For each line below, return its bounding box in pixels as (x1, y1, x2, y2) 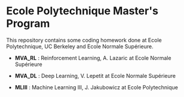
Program (6, 17, 50, 30)
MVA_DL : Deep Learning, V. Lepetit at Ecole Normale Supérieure (14, 72, 176, 79)
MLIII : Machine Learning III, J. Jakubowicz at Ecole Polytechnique (14, 83, 178, 90)
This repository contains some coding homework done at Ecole (6, 36, 162, 43)
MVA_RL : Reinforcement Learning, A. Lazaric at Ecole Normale (14, 54, 171, 61)
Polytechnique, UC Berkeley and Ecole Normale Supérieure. (6, 43, 154, 50)
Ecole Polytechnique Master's (6, 4, 158, 18)
